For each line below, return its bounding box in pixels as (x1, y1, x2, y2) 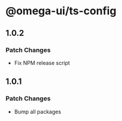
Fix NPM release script (14, 59, 70, 66)
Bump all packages (14, 108, 61, 115)
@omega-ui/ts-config (5, 4, 117, 18)
